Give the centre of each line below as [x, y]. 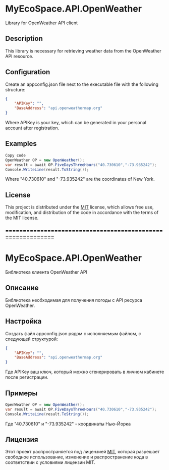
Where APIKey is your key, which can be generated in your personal [76, 123]
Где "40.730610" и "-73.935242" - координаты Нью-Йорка [68, 424]
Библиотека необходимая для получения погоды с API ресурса [74, 300]
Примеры [21, 393]
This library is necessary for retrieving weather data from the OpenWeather [83, 50]
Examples [21, 144]
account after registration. [32, 128]
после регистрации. [27, 377]
